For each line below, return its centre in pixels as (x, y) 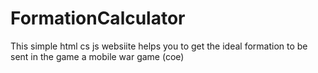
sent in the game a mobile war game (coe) (97, 56)
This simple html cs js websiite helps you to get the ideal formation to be (159, 46)
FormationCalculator (98, 18)
